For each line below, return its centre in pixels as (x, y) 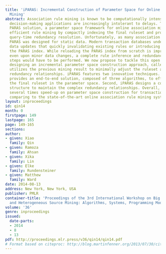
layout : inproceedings (28, 102)
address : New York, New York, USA (41, 189)
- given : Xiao (20, 138)
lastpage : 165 (20, 120)
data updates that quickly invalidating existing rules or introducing (85, 46)
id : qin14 (15, 106)
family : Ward (23, 180)
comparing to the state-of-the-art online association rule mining (81, 97)
